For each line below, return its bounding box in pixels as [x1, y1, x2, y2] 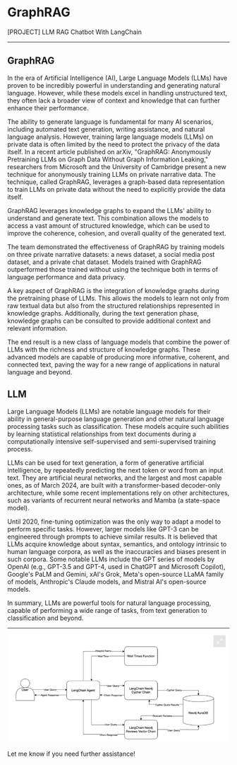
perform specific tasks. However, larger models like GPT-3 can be [7, 524, 199, 533]
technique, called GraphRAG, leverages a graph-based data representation [7, 178, 225, 186]
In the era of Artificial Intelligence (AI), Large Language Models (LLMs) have [7, 74, 228, 82]
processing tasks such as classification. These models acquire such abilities [7, 422, 229, 430]
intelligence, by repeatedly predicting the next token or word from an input [7, 466, 224, 474]
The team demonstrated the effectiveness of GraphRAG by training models [7, 242, 225, 251]
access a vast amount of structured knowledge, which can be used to [7, 221, 210, 230]
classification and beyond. [7, 614, 84, 622]
